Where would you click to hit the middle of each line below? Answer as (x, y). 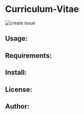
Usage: (17, 39)
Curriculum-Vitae (42, 9)
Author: (17, 106)
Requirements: (29, 56)
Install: (16, 72)
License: (19, 89)
